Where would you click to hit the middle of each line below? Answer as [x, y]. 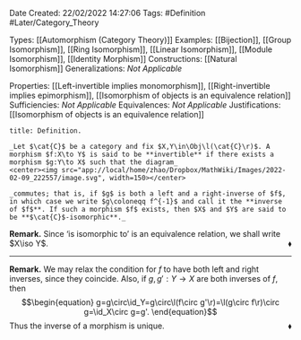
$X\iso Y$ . [29, 243]
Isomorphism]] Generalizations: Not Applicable [95, 68]
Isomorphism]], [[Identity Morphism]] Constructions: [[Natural [123, 59]
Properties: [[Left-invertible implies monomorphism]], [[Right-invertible [140, 86]
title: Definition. [46, 131]
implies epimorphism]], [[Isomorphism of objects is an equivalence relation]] [150, 95]
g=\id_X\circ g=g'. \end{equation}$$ [150, 312]
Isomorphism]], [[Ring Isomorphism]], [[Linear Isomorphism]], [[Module [141, 49]
